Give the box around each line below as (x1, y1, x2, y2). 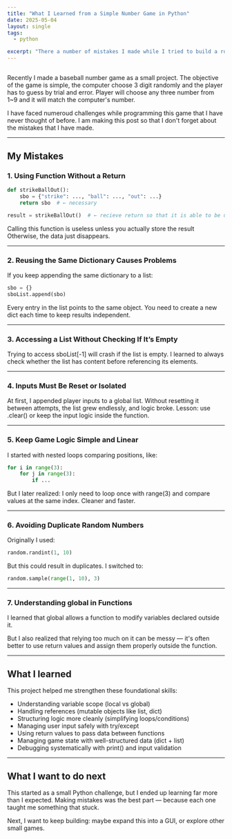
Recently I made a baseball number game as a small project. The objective (7, 74, 219, 82)
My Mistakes (7, 150, 64, 162)
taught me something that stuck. (7, 803, 99, 811)
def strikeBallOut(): (7, 187, 70, 194)
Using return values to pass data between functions (17, 729, 165, 738)
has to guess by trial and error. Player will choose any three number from (7, 88, 215, 97)
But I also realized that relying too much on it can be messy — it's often (7, 634, 210, 642)
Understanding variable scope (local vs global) (17, 700, 151, 708)
